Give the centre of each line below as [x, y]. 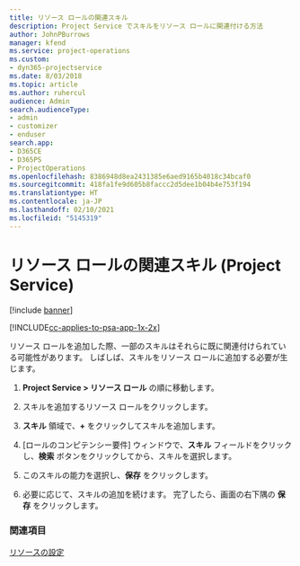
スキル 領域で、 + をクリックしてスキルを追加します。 [121, 425]
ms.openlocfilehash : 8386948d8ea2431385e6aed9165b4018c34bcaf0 [130, 176]
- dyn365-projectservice [56, 68]
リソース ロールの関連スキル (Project [145, 265]
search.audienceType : [50, 110]
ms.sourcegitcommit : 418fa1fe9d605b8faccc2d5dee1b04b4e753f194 [130, 185]
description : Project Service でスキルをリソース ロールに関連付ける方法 [136, 26]
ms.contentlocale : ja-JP [56, 202]
